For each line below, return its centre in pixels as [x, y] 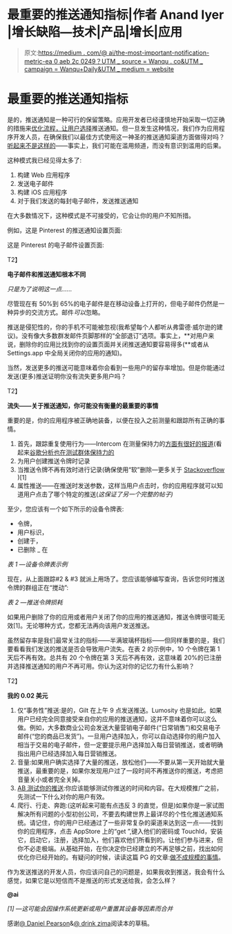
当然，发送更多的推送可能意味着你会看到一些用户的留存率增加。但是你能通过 [116, 367]
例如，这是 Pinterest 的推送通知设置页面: [65, 230]
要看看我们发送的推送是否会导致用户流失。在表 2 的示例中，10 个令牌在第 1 [114, 648]
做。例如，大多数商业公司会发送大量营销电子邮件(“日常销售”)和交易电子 [119, 727]
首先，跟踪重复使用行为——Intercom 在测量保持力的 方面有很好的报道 [115, 443]
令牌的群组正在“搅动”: [38, 587]
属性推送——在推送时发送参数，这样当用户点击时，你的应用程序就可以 [117, 485]
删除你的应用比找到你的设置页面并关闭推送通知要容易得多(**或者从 [114, 344]
